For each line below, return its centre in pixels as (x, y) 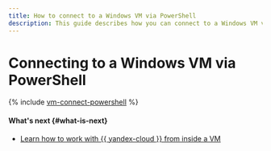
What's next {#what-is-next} (58, 120)
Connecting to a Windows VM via (122, 63)
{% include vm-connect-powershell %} (73, 102)
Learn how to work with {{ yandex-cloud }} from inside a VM (120, 138)
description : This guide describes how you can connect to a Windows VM (133, 23)
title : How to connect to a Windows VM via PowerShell (102, 16)
